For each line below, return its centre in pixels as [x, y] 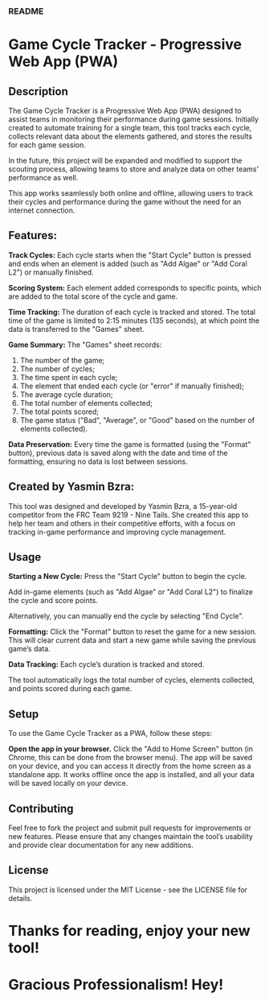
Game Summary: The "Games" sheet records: [85, 345]
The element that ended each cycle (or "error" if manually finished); [132, 386]
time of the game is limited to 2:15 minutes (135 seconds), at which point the [134, 321]
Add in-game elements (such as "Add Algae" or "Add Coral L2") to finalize [130, 592]
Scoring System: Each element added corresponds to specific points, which [135, 287]
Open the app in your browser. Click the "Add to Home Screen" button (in [131, 749]
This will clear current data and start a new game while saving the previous [132, 640]
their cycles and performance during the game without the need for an [125, 201]
